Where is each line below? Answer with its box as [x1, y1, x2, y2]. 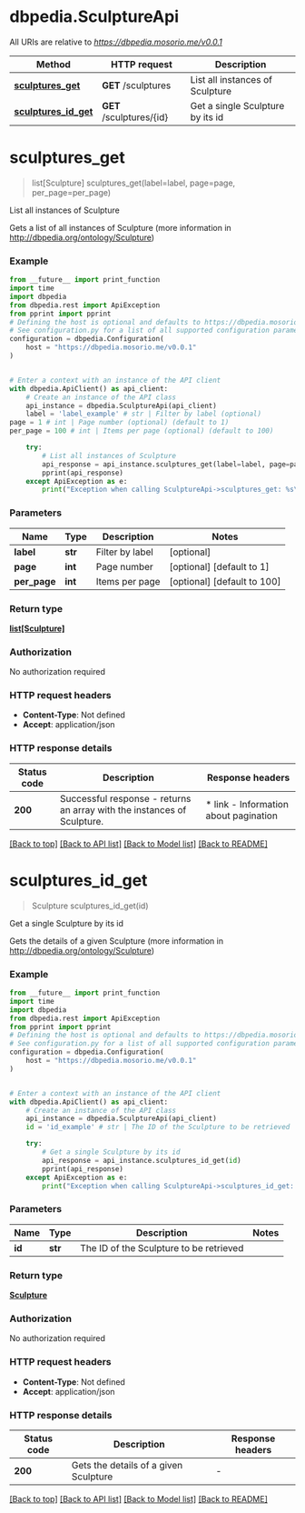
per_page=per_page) [31, 186, 112, 197]
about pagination [205, 809, 279, 822]
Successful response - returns [59, 792, 192, 805]
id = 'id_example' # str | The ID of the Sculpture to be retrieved [25, 1123, 290, 1132]
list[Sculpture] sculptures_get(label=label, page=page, [31, 177, 236, 188]
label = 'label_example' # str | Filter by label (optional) [25, 409, 261, 419]
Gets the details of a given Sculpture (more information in [9, 935, 224, 947]
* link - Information [205, 797, 289, 810]
